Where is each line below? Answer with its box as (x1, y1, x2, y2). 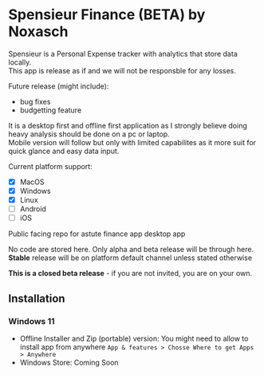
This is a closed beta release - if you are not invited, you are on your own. (8, 269, 253, 278)
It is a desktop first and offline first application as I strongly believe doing (8, 120, 247, 130)
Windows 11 (8, 315, 55, 326)
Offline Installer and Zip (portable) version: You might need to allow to (19, 334, 249, 343)
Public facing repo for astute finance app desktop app (8, 229, 186, 239)
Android (19, 204, 46, 214)
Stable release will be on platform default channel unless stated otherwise (8, 253, 253, 262)
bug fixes (19, 97, 51, 106)
